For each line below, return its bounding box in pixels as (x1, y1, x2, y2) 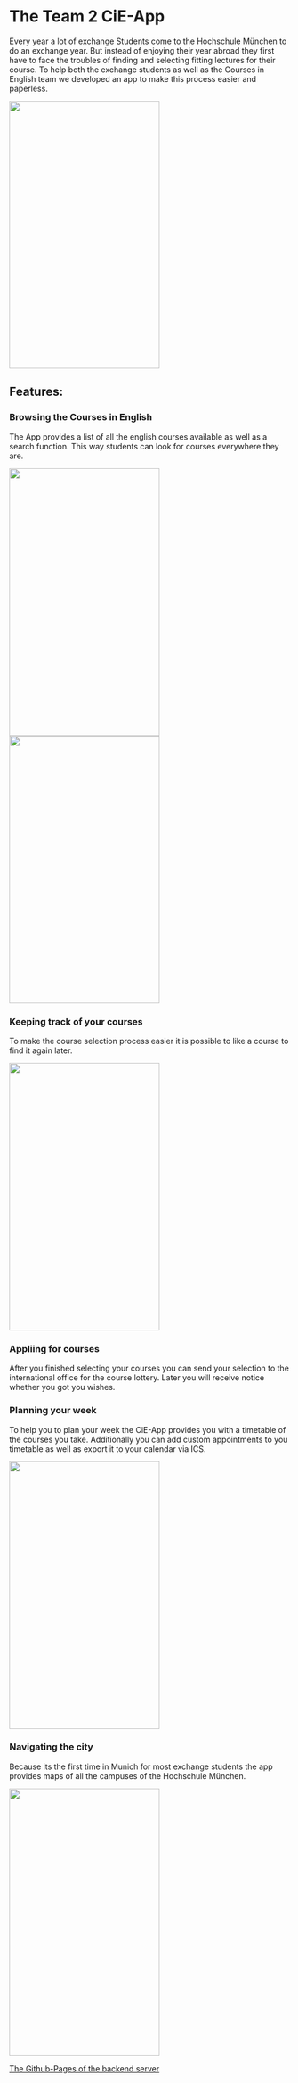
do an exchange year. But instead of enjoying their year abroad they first (9, 45, 275, 55)
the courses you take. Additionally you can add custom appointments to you (9, 1434, 288, 1445)
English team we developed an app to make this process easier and (9, 73, 256, 84)
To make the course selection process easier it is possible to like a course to (9, 1035, 289, 1046)
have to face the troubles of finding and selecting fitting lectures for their (9, 54, 276, 65)
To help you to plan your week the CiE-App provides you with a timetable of (9, 1424, 286, 1435)
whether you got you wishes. (9, 1382, 116, 1393)
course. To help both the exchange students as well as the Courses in (9, 64, 265, 75)
